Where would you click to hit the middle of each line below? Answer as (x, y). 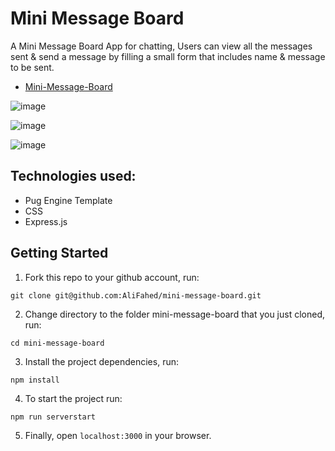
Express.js (46, 221)
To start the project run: (73, 398)
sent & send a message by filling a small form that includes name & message (168, 56)
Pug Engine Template (68, 200)
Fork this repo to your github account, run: (112, 277)
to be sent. (32, 67)
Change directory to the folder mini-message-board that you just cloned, (175, 314)
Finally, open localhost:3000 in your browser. (118, 435)
